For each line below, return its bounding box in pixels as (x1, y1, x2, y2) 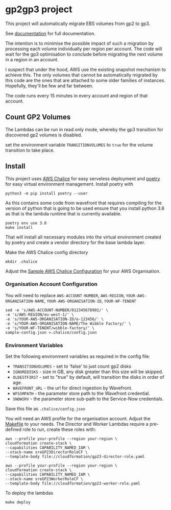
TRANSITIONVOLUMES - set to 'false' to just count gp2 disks (12, 363, 132, 370)
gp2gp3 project (5, 4, 72, 15)
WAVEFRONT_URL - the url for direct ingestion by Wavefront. (12, 385, 133, 391)
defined (5, 426, 22, 432)
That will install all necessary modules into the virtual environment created (5, 234, 162, 240)
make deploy (5, 500, 31, 505)
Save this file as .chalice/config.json (5, 406, 86, 412)
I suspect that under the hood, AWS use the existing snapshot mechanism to (5, 66, 166, 72)
